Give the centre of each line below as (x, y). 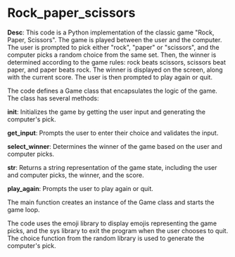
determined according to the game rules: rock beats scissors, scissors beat (117, 62)
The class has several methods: (53, 98)
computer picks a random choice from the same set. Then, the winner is (112, 55)
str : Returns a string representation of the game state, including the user (112, 167)
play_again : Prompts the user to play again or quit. (80, 188)
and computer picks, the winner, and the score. (76, 175)
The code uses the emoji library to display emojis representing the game (112, 223)
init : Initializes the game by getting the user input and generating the (107, 112)
